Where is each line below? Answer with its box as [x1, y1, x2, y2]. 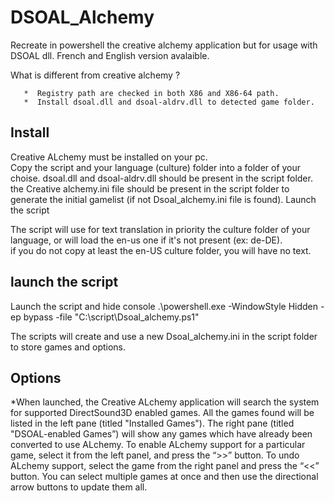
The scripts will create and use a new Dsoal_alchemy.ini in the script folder [10, 330, 318, 342]
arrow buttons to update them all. [10, 481, 148, 493]
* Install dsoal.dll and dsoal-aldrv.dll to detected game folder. [23, 97, 315, 107]
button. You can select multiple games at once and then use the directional [10, 471, 319, 483]
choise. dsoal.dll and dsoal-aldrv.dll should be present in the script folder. [10, 172, 313, 184]
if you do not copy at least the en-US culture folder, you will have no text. [10, 244, 312, 256]
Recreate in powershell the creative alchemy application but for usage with [10, 39, 318, 51]
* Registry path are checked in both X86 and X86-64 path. [23, 88, 280, 98]
